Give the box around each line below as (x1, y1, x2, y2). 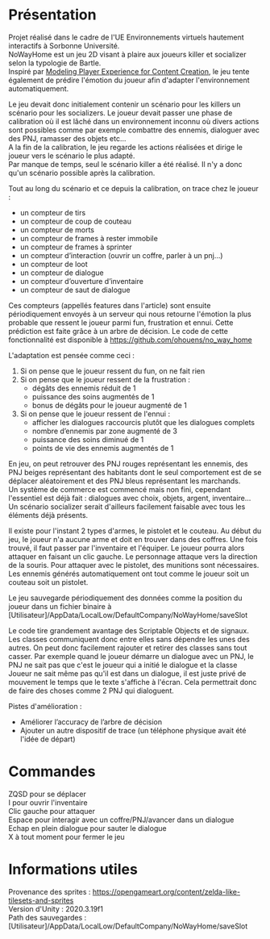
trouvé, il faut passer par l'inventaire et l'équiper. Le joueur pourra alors (8, 543, 245, 553)
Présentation (8, 6, 97, 24)
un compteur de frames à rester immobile (19, 233, 159, 243)
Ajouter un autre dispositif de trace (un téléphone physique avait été (19, 725, 247, 735)
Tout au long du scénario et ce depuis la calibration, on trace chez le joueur (8, 183, 260, 193)
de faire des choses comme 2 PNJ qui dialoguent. (8, 686, 175, 695)
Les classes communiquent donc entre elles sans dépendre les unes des (8, 634, 250, 644)
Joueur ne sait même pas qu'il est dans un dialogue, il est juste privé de (8, 668, 247, 678)
